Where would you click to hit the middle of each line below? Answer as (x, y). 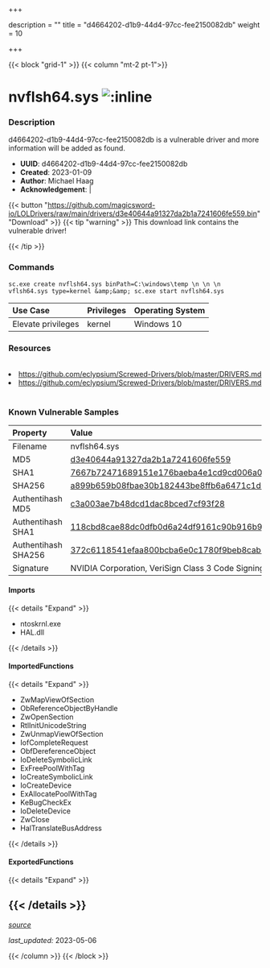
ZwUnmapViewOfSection (61, 734)
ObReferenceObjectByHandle (69, 708)
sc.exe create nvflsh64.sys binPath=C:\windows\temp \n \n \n (115, 284)
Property (30, 433)
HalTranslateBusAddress (61, 828)
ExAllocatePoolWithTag (58, 793)
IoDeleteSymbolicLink (56, 759)
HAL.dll (32, 632)
